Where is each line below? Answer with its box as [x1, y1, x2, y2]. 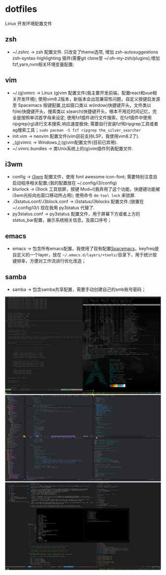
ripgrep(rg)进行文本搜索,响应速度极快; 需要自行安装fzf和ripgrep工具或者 [12, 120, 159, 127]
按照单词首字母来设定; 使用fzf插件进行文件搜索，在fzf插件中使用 [21, 114, 152, 120]
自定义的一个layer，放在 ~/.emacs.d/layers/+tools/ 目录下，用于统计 [12, 252, 153, 258]
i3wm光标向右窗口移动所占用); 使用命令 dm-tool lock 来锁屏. [12, 192, 136, 199]
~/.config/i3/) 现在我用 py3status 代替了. [12, 205, 95, 211]
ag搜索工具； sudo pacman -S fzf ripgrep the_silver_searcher [12, 127, 141, 133]
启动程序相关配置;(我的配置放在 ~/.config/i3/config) [12, 180, 117, 186]
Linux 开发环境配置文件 [5, 20, 52, 26]
